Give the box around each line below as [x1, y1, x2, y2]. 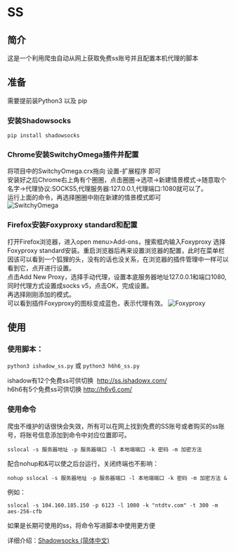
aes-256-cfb [7, 507, 42, 515]
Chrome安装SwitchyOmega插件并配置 [7, 150, 139, 160]
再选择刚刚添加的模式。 [7, 290, 75, 299]
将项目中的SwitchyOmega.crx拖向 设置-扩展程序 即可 [7, 167, 162, 176]
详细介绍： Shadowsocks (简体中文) [7, 536, 110, 545]
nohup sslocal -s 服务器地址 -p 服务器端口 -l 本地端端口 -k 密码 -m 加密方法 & [7, 474, 228, 481]
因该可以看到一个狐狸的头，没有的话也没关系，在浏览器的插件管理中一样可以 [7, 254, 229, 264]
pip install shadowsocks [7, 132, 80, 139]
